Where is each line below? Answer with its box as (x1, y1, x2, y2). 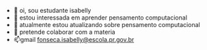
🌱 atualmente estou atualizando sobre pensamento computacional (13, 21, 200, 28)
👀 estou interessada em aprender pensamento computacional (13, 14, 188, 22)
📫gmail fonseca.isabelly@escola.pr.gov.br (13, 36, 135, 43)
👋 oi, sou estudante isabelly (13, 7, 92, 14)
